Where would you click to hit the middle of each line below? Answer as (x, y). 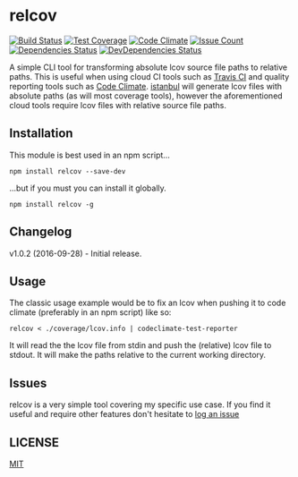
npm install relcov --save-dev (68, 171)
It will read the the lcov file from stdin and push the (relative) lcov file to (140, 345)
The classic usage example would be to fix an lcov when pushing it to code (148, 303)
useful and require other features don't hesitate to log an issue (124, 414)
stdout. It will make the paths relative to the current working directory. (138, 355)
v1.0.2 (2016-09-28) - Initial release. (76, 253)
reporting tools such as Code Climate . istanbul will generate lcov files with (146, 86)
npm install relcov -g (51, 204)
